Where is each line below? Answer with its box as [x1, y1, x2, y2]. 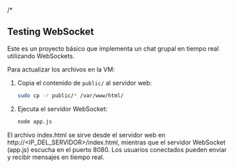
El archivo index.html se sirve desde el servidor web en [7, 131, 166, 139]
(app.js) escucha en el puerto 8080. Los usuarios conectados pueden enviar [7, 145, 227, 153]
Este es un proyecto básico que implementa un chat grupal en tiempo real [7, 44, 219, 53]
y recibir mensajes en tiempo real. [7, 153, 104, 161]
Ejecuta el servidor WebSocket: [17, 104, 108, 113]
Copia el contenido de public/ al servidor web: [17, 78, 152, 87]
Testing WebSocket [7, 26, 94, 37]
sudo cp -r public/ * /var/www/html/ [17, 92, 124, 99]
